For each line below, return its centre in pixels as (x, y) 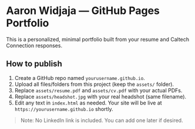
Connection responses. (34, 46)
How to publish (34, 64)
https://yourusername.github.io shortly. (64, 109)
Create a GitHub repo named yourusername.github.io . (80, 78)
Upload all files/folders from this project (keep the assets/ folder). (94, 84)
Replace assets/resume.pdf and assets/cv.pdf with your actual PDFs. (98, 90)
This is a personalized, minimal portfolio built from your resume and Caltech (98, 39)
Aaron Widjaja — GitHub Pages (83, 11)
